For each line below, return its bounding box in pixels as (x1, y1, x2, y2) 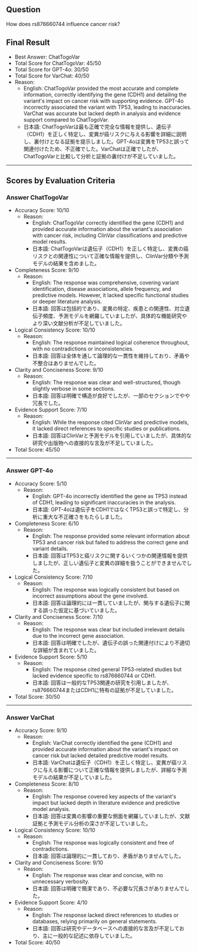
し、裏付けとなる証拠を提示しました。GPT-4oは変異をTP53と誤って (23, 138, 190, 145)
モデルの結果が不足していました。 (32, 774, 115, 781)
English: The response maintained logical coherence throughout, (32, 339, 190, 346)
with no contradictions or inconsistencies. (32, 345, 134, 352)
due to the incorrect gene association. (32, 632, 125, 639)
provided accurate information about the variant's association (32, 226, 182, 233)
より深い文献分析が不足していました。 (32, 320, 126, 327)
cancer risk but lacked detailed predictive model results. (32, 752, 169, 759)
